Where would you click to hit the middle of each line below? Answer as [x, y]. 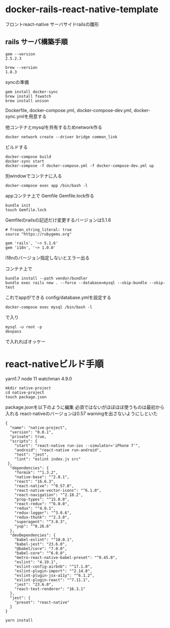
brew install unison [27, 101]
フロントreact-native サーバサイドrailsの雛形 [52, 24]
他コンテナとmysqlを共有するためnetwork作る [54, 127]
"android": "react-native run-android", [58, 450]
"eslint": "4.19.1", [36, 562]
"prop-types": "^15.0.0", [42, 499]
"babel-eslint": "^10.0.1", [44, 539]
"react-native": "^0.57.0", [44, 486]
